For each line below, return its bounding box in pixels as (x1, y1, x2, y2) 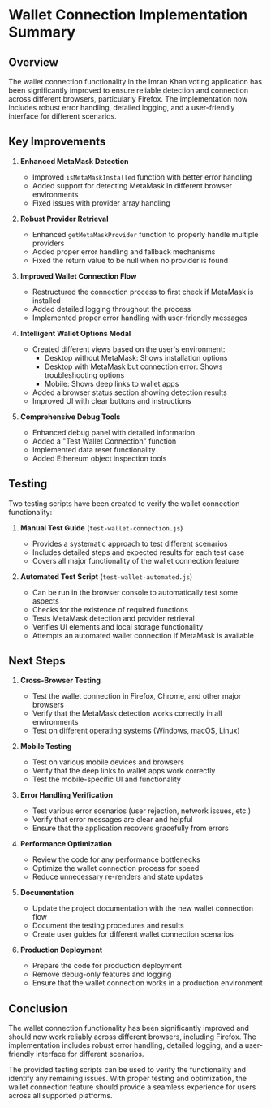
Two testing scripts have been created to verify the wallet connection (8, 498, 240, 509)
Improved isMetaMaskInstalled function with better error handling (32, 172, 252, 182)
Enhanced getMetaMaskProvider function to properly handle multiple (32, 229, 259, 239)
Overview (8, 55, 59, 69)
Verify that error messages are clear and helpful (32, 815, 193, 825)
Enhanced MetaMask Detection (19, 156, 129, 166)
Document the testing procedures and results (32, 920, 184, 931)
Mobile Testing (19, 742, 72, 751)
